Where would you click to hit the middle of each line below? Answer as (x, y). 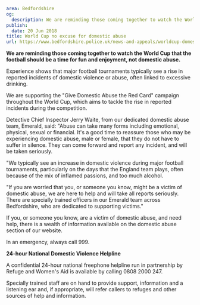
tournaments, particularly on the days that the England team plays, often (95, 170)
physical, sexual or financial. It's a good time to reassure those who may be (99, 133)
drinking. (17, 84)
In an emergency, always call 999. (48, 242)
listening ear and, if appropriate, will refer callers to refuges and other (91, 289)
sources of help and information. (46, 296)
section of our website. (34, 230)
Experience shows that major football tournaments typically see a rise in (95, 71)
